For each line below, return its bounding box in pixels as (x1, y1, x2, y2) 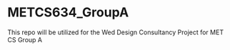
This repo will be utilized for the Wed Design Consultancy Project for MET (7, 28, 224, 36)
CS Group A (7, 35, 43, 44)
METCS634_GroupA (7, 4, 129, 21)
